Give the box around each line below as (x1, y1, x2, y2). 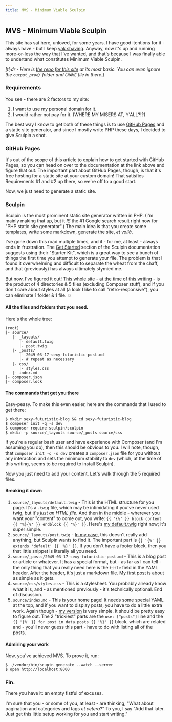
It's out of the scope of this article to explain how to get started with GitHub (5, 156, 164, 163)
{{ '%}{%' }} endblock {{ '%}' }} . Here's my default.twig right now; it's (12, 521, 167, 527)
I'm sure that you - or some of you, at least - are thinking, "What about (5, 700, 154, 706)
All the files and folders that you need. (5, 304, 89, 310)
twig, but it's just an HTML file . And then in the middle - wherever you (12, 510, 160, 516)
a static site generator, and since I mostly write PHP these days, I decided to (5, 126, 166, 133)
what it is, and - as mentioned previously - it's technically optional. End (12, 586, 163, 592)
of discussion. (12, 591, 42, 597)
